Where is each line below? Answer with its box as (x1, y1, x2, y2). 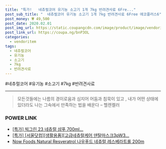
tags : (5, 44, 16, 49)
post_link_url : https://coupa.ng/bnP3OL (5, 30, 90, 35)
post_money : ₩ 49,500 (5, 16, 50, 21)
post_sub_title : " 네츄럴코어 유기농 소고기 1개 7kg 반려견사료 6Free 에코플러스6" (5, 12, 162, 17)
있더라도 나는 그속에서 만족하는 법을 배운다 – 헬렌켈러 (17, 102, 120, 108)
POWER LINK (5, 114, 37, 121)
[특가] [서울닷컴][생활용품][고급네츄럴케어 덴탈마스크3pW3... (12, 132, 129, 138)
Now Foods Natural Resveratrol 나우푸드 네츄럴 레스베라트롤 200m (12, 139, 145, 145)
